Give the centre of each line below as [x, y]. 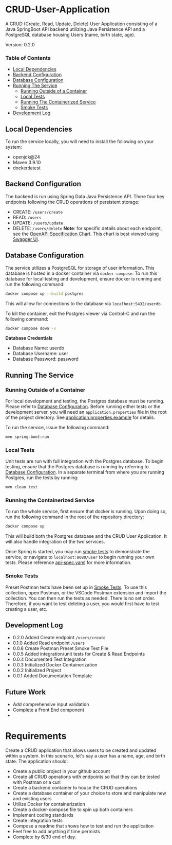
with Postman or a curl [36, 782]
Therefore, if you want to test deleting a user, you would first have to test [82, 604]
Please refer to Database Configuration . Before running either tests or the [83, 407]
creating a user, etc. [26, 609]
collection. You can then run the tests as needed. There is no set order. [80, 598]
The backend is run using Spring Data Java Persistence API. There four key [85, 196]
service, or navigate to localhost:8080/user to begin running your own [80, 557]
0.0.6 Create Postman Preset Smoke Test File [61, 648]
